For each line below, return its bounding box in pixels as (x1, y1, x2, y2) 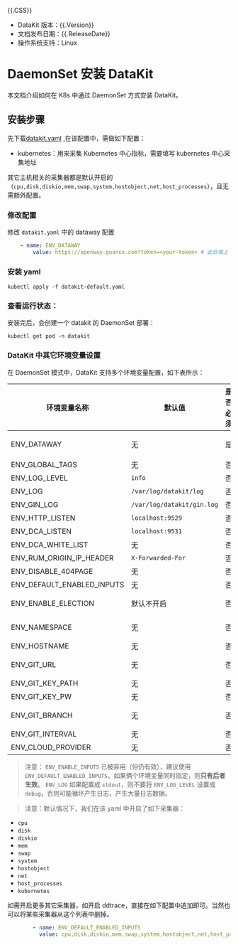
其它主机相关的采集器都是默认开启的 (7, 173, 113, 181)
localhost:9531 (130, 527, 183, 535)
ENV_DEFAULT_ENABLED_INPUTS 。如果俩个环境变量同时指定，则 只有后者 (24, 771, 225, 779)
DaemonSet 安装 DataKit (7, 66, 154, 82)
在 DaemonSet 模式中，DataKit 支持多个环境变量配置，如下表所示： (7, 368, 205, 376)
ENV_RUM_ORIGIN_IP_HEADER (11, 552, 114, 562)
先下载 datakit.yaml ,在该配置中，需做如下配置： (7, 134, 146, 142)
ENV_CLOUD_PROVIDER (11, 742, 91, 752)
